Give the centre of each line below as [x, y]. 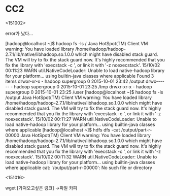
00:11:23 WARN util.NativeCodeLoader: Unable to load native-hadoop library [85, 70]
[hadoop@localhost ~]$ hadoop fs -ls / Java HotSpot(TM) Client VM [77, 43]
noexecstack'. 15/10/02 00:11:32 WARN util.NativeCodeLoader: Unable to [81, 157]
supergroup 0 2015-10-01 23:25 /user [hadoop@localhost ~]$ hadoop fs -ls [84, 92]
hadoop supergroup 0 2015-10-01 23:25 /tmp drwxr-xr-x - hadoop [83, 86]
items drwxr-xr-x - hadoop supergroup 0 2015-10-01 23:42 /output [75, 81]
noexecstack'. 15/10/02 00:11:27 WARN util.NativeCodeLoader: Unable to [81, 119]
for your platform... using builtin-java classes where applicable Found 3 [80, 76]
